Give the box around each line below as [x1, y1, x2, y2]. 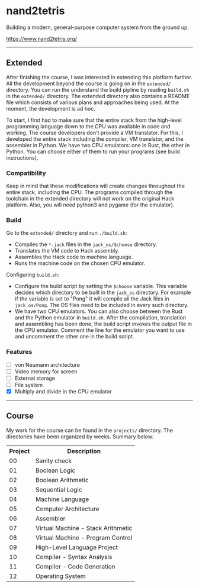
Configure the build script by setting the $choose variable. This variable [14, 283, 188, 290]
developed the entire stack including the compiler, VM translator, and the [6, 135, 184, 143]
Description [67, 447, 101, 455]
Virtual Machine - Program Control [35, 534, 133, 542]
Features [6, 348, 33, 356]
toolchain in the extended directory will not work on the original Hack [6, 195, 175, 202]
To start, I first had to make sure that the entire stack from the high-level [6, 117, 182, 124]
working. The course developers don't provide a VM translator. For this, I [6, 129, 184, 136]
